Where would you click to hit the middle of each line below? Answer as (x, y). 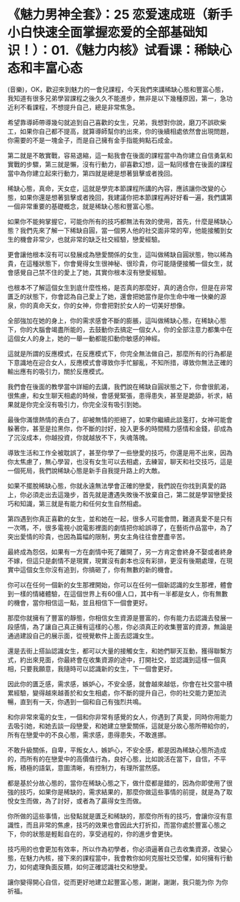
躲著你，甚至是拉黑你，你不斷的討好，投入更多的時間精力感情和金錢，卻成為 (120, 429)
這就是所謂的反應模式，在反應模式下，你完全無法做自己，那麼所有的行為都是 (120, 354)
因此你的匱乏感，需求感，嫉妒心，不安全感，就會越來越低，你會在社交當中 (117, 683)
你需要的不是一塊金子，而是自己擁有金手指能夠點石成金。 (92, 140)
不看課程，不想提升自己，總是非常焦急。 (79, 107)
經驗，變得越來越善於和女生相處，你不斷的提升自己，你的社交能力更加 (116, 693)
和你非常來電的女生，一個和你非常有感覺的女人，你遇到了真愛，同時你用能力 (120, 717)
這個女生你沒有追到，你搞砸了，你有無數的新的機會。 (98, 569)
